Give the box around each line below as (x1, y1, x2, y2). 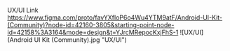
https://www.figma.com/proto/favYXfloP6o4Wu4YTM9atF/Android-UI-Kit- (7, 13, 223, 22)
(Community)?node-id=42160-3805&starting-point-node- (7, 21, 175, 29)
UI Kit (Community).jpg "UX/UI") (34, 36, 128, 44)
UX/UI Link (7, 6, 39, 14)
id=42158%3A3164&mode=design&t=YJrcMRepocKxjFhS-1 (7, 28, 179, 36)
